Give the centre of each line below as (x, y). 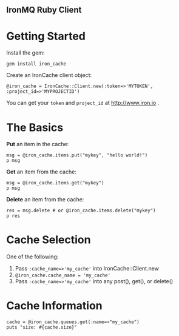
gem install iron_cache (36, 64)
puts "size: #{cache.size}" (42, 328)
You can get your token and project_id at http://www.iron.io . (83, 103)
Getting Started (46, 36)
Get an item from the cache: (42, 172)
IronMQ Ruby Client (44, 10)
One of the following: (32, 257)
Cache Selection (49, 240)
